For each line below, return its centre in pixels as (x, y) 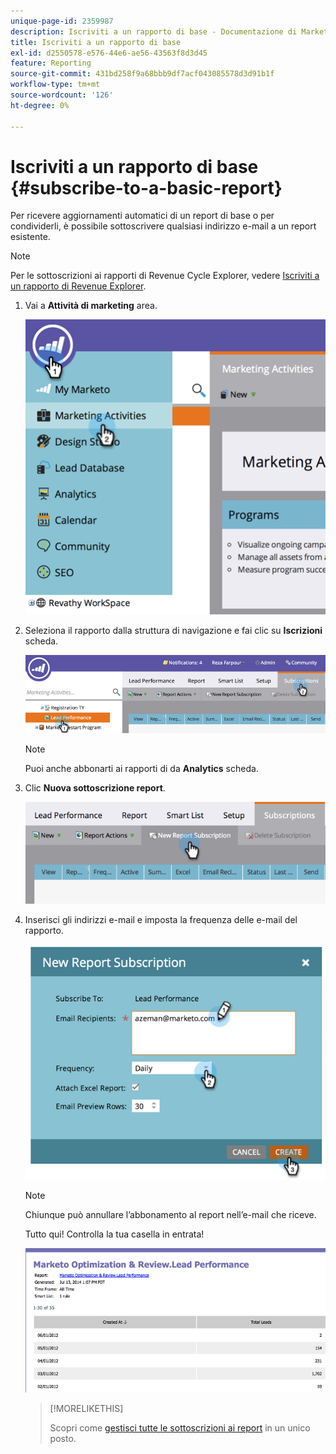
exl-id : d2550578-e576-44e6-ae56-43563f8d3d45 (109, 53)
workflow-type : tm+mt (55, 85)
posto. (63, 1439)
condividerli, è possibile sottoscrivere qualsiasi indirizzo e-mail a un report (163, 226)
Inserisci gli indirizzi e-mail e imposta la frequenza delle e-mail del (161, 919)
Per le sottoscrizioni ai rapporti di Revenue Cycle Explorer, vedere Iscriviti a (165, 276)
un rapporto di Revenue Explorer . (78, 286)
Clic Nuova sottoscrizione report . (95, 787)
